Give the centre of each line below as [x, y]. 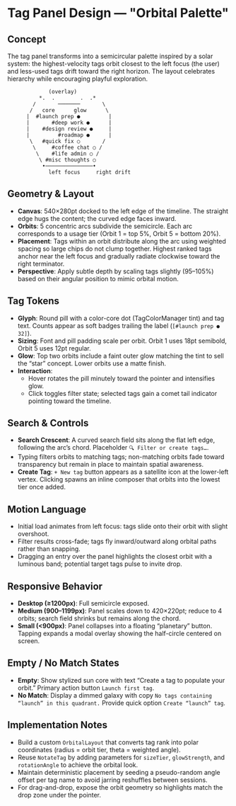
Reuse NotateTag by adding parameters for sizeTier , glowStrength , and [121, 757]
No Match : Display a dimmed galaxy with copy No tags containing [114, 695]
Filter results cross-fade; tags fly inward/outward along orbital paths [117, 541]
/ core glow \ [69, 110]
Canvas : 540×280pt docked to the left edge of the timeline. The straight [123, 211]
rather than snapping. [49, 549]
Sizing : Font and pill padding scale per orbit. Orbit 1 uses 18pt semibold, [122, 341]
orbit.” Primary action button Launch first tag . [86, 688]
